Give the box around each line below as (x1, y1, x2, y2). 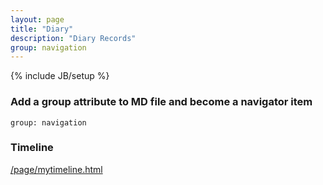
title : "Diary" (10, 24, 74, 34)
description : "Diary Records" (10, 33, 137, 43)
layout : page (10, 14, 65, 25)
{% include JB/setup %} (10, 70, 110, 82)
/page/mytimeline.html (10, 163, 103, 175)
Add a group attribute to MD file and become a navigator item (10, 95, 313, 109)
